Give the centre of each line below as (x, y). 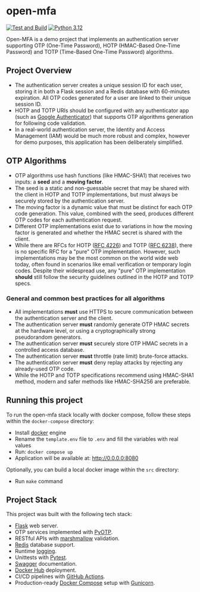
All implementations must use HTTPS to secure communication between (104, 311)
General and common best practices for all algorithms (86, 299)
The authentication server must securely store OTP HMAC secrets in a (101, 343)
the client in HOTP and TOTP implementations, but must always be (96, 194)
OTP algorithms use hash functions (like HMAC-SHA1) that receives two (103, 175)
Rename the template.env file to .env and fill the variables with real (96, 439)
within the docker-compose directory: (50, 421)
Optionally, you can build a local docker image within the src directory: (93, 470)
